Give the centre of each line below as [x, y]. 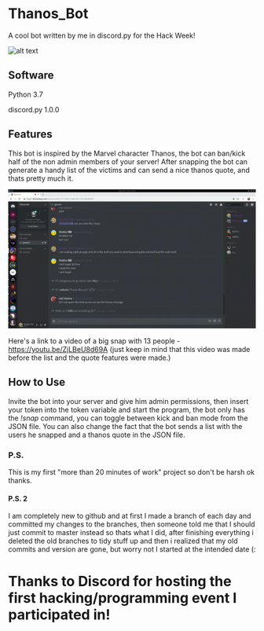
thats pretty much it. [41, 178]
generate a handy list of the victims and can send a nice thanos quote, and [129, 170]
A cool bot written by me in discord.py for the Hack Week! [102, 35]
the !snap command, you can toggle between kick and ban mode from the [128, 418]
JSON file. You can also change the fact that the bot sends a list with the [125, 426]
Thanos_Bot [48, 14]
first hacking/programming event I [123, 598]
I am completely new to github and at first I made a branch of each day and [130, 516]
